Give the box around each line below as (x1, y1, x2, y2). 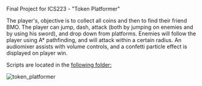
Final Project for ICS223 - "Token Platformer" (6, 5, 121, 12)
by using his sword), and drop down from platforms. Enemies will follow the (6, 30, 196, 37)
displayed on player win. (6, 49, 68, 57)
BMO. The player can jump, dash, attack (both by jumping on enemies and (6, 24, 193, 30)
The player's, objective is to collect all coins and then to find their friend (6, 17, 187, 24)
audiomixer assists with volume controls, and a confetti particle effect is (6, 43, 188, 50)
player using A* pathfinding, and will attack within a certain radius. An (6, 37, 182, 43)
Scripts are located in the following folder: (6, 61, 112, 68)
